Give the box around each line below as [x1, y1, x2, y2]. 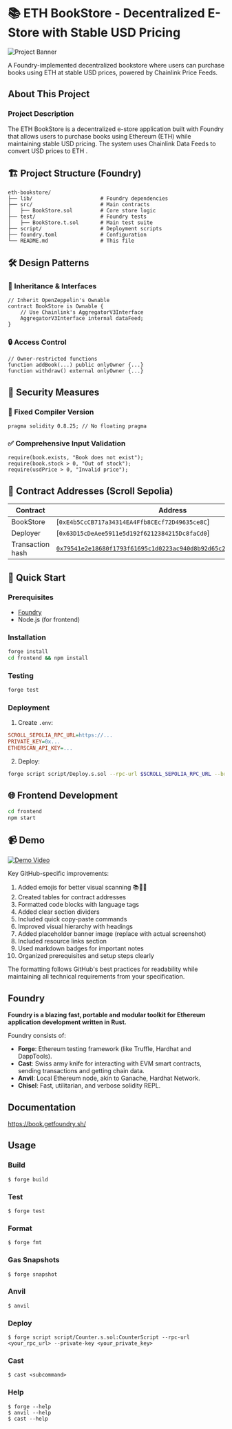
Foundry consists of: [8, 1032, 66, 1040]
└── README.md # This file [8, 237, 135, 245]
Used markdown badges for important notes [17, 944, 144, 952]
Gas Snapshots [8, 1255, 60, 1265]
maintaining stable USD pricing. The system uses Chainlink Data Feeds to [8, 139, 216, 148]
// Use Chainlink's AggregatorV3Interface [20, 309, 144, 316]
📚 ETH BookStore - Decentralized [8, 6, 205, 21]
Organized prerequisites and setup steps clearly [17, 952, 154, 960]
